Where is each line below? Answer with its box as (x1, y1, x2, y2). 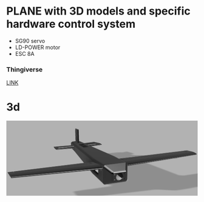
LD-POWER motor (15, 44, 61, 51)
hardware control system (6, 17, 135, 31)
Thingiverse (6, 65, 43, 73)
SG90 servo (15, 37, 46, 44)
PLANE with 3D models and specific (6, 4, 191, 18)
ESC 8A (15, 50, 35, 57)
